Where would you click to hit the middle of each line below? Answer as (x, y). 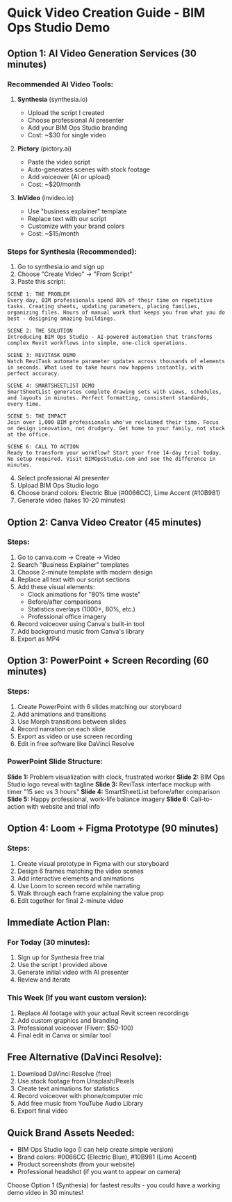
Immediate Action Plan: (59, 922)
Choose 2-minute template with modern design (85, 572)
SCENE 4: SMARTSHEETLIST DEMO (51, 386)
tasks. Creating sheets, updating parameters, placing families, (103, 307)
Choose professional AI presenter (76, 120)
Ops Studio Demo (59, 28)
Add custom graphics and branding (68, 1020)
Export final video (42, 1111)
